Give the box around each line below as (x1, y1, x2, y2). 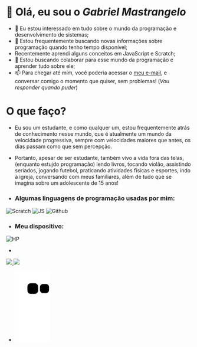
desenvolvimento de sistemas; (14, 31, 89, 38)
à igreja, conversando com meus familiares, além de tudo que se (14, 173, 172, 180)
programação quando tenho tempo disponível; (14, 44, 128, 51)
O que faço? (6, 104, 67, 118)
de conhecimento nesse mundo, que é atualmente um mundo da (14, 130, 172, 138)
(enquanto (14, 161, 40, 168)
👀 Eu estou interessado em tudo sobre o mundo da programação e (14, 25, 177, 32)
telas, (170, 154, 184, 161)
